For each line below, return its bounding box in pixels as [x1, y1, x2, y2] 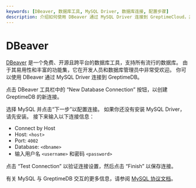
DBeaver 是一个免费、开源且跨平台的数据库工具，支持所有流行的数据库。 [6, 59, 182, 66]
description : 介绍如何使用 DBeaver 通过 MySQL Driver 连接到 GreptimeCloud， [6, 14, 189, 20]
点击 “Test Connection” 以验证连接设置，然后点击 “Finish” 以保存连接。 [6, 163, 177, 170]
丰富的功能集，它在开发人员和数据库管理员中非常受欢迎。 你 [36, 67, 181, 74]
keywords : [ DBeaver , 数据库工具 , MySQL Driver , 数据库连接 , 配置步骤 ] [6, 8, 169, 15]
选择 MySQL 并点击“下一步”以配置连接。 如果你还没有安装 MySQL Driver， [6, 106, 185, 113]
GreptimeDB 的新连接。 [6, 93, 62, 100]
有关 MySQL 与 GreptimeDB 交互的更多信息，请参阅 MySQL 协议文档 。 [6, 175, 176, 182]
